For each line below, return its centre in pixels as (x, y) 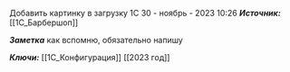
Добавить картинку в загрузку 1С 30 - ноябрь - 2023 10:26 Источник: (145, 13)
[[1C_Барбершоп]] (44, 22)
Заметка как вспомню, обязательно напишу (96, 40)
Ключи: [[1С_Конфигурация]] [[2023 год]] (90, 57)
